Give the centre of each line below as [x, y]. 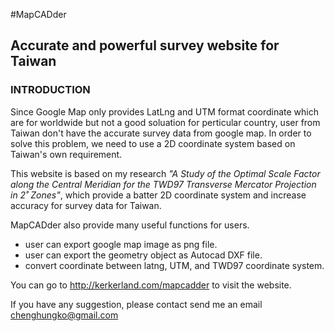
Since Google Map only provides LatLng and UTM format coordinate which [164, 111]
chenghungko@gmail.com [64, 315]
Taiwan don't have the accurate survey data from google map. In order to [161, 133]
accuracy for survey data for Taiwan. [86, 205]
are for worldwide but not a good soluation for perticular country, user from [165, 122]
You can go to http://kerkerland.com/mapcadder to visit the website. [151, 285]
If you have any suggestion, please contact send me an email [136, 304]
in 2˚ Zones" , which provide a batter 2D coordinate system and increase [158, 195]
